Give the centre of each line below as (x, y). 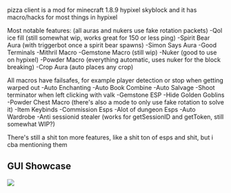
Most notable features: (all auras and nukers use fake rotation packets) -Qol (115, 31)
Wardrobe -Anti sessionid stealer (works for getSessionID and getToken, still (115, 117)
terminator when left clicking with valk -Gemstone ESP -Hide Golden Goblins (116, 95)
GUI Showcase (39, 167)
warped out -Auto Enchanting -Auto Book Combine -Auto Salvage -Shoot (111, 88)
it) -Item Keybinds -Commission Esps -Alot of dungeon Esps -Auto (101, 110)
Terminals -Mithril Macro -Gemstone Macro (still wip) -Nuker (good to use (112, 52)
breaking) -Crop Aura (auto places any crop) (70, 67)
